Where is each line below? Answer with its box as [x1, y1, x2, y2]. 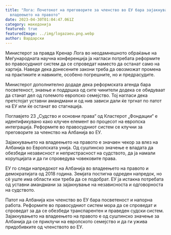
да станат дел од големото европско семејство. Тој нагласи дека [5, 92, 148, 98]
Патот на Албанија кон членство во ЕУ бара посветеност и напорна [5, 197, 153, 203]
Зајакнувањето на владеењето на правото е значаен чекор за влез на [5, 139, 158, 145]
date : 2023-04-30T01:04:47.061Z [5, 17, 74, 22]
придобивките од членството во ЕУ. [5, 224, 83, 230]
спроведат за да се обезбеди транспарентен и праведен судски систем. [5, 207, 164, 214]
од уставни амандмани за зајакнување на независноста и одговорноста [5, 181, 164, 188]
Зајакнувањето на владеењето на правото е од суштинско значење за [5, 213, 159, 219]
